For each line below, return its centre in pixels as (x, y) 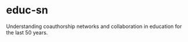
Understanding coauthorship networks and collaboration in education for (94, 26)
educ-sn (27, 10)
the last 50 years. (27, 32)
